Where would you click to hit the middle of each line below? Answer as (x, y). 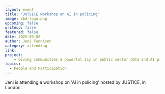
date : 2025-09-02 (23, 37)
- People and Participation (38, 69)
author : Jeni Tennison (28, 41)
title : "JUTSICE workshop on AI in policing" (52, 14)
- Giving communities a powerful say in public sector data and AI (84, 59)
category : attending (26, 46)
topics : (13, 64)
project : (14, 55)
